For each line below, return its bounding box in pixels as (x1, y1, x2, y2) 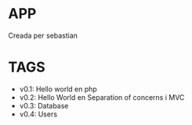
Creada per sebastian (8, 31, 78, 40)
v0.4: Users (19, 109, 57, 119)
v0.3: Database (19, 101, 69, 110)
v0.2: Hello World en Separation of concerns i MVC (19, 92, 185, 102)
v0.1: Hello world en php (19, 84, 98, 94)
